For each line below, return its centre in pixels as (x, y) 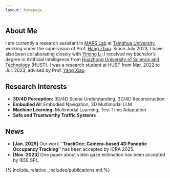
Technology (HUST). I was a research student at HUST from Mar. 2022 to (83, 65)
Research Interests (36, 86)
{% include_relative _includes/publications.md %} (58, 170)
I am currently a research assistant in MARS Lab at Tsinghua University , (81, 43)
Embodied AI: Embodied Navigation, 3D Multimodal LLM (72, 104)
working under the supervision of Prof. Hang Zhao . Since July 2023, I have (84, 49)
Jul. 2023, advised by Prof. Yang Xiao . (46, 70)
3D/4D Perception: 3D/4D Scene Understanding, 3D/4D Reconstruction (89, 99)
